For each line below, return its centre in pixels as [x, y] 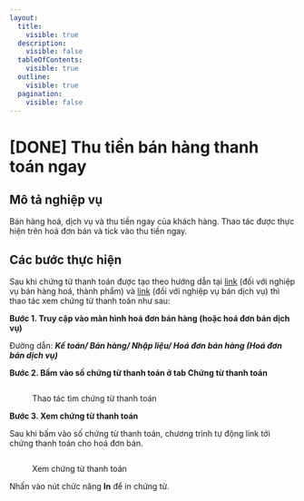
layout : [24, 18]
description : [42, 43]
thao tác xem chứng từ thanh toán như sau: [90, 301]
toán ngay [48, 167]
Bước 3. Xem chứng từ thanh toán [74, 416]
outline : [34, 77]
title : [30, 26]
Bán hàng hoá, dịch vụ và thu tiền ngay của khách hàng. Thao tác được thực [152, 221]
